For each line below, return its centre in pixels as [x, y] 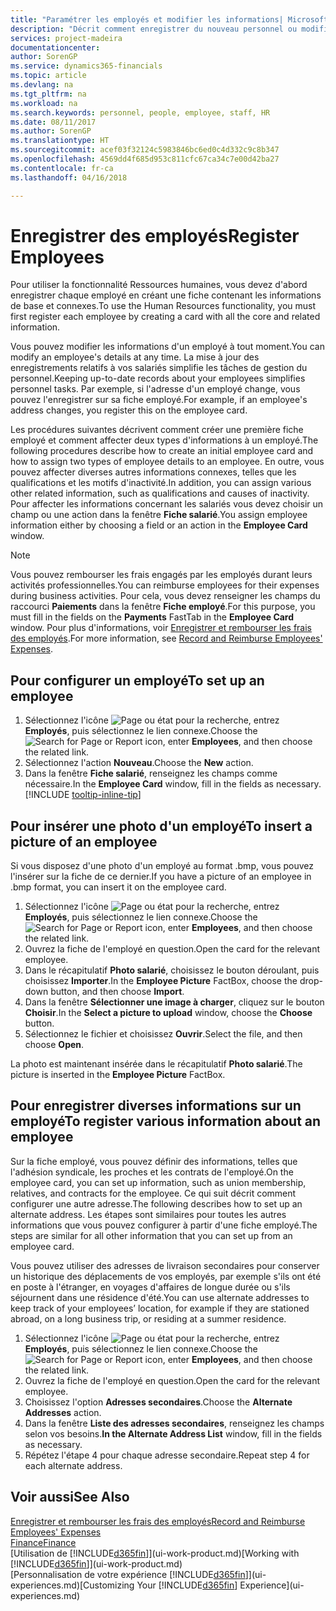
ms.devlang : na [42, 85]
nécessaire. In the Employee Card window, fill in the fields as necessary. [173, 784]
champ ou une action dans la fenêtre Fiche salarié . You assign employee [159, 515]
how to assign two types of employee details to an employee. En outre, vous [167, 462]
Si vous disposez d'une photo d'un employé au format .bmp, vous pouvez [162, 866]
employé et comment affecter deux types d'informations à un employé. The [164, 440]
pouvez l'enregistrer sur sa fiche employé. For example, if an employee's [159, 400]
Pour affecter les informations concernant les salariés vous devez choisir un [167, 504]
